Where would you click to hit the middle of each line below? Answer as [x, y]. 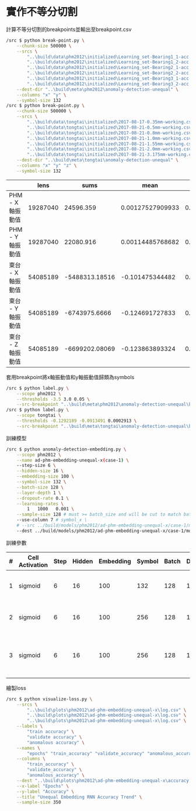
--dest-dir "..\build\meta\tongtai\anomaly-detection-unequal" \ [98, 160]
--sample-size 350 [39, 802]
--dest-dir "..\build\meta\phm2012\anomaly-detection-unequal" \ [98, 89]
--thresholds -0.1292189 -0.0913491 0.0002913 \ [77, 421]
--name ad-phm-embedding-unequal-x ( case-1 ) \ [73, 460]
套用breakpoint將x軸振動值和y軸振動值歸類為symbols [70, 377]
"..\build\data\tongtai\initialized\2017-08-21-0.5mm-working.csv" [111, 127]
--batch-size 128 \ [40, 487]
